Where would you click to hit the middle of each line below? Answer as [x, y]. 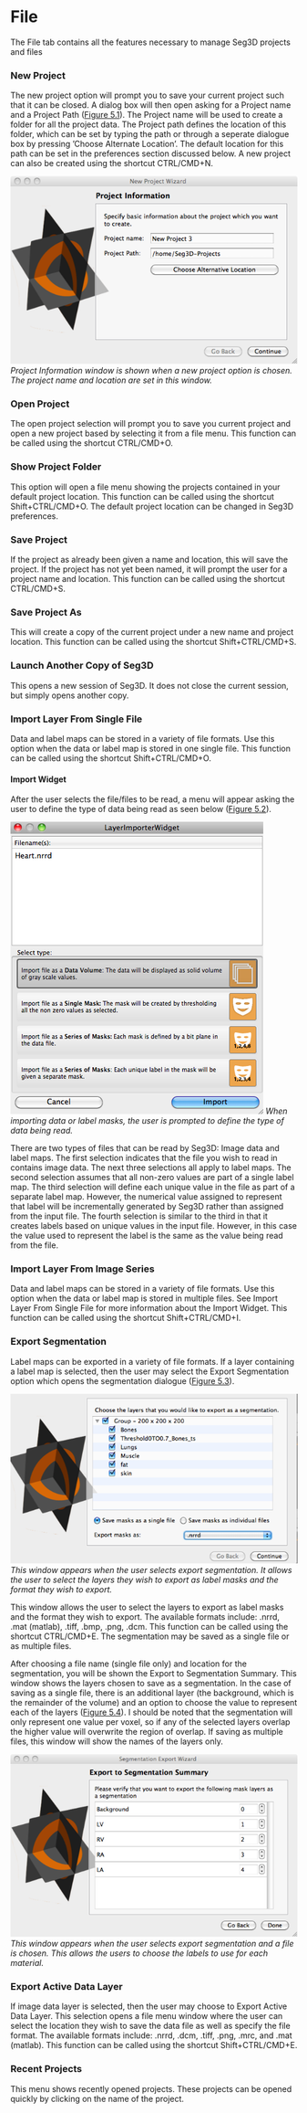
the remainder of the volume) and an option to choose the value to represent [154, 1703]
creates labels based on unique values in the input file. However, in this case [153, 1226]
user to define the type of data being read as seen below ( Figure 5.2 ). [141, 809]
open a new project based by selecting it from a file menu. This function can [153, 433]
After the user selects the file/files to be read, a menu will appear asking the [153, 799]
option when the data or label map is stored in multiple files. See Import [144, 1298]
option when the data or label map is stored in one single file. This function [150, 748]
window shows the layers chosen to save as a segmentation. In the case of [151, 1684]
